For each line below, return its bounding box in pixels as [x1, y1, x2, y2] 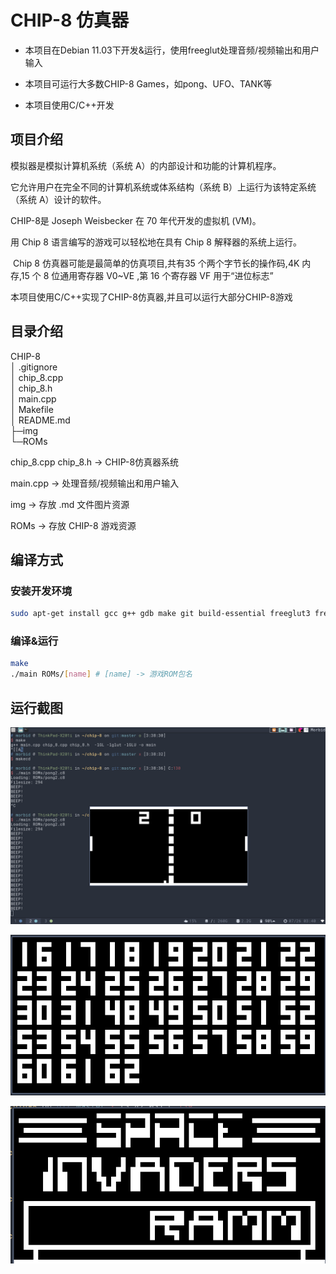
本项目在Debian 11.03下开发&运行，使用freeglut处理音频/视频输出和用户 [24, 44, 320, 56]
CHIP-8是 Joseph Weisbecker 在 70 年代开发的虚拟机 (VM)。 [10, 214, 262, 226]
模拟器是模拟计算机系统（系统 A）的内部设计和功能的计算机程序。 [10, 159, 282, 171]
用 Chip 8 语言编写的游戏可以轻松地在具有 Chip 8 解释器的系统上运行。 [10, 236, 302, 248]
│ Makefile [10, 403, 54, 415]
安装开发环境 [10, 584, 73, 598]
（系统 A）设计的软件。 [10, 193, 107, 205]
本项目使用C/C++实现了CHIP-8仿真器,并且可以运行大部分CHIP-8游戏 [10, 291, 293, 303]
